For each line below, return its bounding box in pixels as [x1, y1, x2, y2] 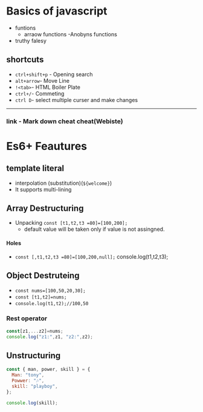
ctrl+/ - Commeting [14, 89, 65, 97]
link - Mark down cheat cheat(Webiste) [6, 117, 123, 125]
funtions [14, 24, 36, 31]
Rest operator [6, 314, 47, 323]
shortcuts [6, 54, 44, 65]
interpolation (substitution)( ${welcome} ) [14, 179, 112, 187]
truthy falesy [14, 37, 47, 44]
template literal [6, 163, 65, 173]
